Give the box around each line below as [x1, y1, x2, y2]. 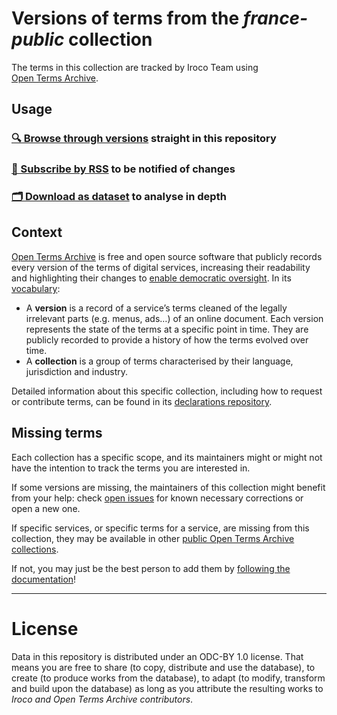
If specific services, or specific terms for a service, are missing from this [11, 522, 310, 534]
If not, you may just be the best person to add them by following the [11, 562, 291, 574]
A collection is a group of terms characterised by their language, [25, 355, 294, 367]
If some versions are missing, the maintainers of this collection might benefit [11, 481, 326, 493]
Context [11, 224, 63, 241]
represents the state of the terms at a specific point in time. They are [25, 323, 309, 335]
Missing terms [11, 425, 103, 442]
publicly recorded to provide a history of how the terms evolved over [25, 333, 309, 346]
